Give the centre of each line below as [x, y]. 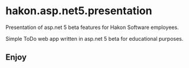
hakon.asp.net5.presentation [79, 11]
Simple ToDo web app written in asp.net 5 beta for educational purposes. [94, 38]
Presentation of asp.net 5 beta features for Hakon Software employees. [92, 27]
